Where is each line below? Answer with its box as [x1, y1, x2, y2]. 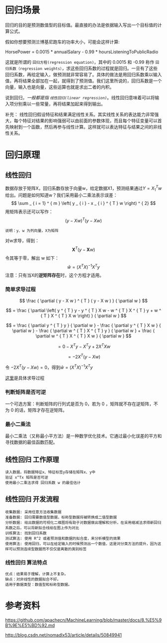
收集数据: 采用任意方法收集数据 [5, 509, 62, 514]
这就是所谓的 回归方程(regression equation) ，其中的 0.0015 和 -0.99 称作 [5, 59, 155, 65]
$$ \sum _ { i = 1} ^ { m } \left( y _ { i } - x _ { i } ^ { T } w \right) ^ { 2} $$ [11, 200, 156, 206]
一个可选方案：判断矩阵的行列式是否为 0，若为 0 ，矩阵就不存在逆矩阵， [5, 401, 154, 407]
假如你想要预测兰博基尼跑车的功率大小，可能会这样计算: [5, 38, 120, 45]
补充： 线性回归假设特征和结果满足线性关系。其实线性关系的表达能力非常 [5, 111, 155, 117]
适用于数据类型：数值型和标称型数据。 [5, 582, 72, 587]
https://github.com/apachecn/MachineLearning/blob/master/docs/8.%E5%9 [5, 617, 162, 623]
